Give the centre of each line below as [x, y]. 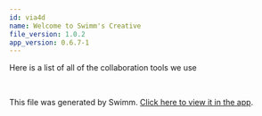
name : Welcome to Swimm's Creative [75, 26]
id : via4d [28, 17]
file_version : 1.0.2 [48, 34]
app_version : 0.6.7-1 [49, 42]
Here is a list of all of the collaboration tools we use [103, 68]
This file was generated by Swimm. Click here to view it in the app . [131, 103]
